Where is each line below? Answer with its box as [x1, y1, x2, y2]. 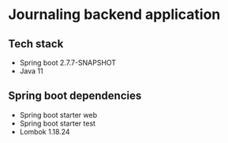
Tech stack [8, 37, 64, 51]
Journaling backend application [8, 6, 221, 24]
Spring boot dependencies [8, 89, 142, 103]
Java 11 [19, 66, 43, 76]
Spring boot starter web [19, 110, 97, 119]
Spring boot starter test [19, 119, 96, 128]
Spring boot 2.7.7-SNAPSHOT [19, 58, 117, 67]
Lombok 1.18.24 [19, 126, 70, 136]
